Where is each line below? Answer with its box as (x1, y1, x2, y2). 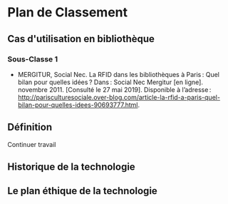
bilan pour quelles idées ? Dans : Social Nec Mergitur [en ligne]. (17, 78, 204, 86)
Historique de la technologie (7, 161, 135, 173)
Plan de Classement (7, 4, 128, 21)
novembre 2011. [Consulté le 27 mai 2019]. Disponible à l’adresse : (17, 85, 212, 93)
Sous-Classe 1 (7, 54, 58, 64)
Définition (7, 121, 52, 133)
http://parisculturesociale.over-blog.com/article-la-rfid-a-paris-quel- (17, 93, 221, 101)
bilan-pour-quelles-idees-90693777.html (17, 101, 138, 109)
